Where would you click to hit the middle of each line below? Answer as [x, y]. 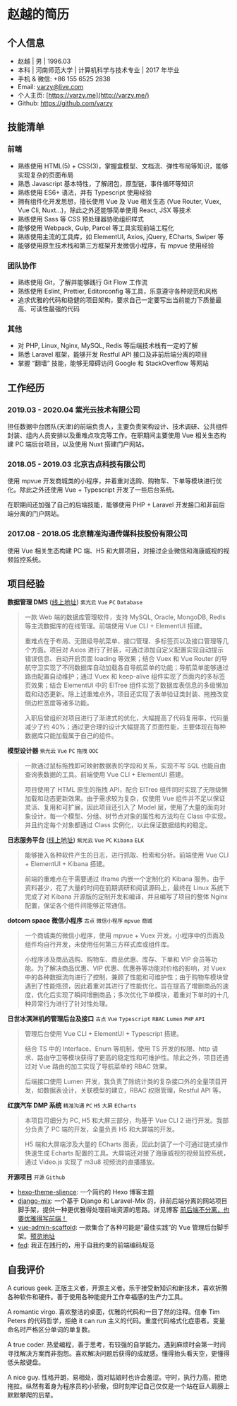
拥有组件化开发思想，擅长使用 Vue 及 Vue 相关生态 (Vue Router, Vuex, [119, 201]
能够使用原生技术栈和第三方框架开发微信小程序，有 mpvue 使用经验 [116, 246]
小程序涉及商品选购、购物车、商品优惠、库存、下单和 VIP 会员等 [118, 960]
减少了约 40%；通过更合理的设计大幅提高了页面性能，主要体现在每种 [125, 727]
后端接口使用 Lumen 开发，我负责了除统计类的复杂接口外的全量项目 [123, 1082]
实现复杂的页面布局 [45, 175]
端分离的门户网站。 [35, 514]
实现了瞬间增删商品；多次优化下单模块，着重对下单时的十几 [142, 995]
